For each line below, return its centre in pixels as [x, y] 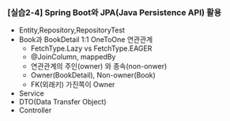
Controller [35, 110]
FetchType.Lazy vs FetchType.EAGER [91, 48]
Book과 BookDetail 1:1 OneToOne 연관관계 [86, 40]
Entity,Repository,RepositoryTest [72, 30]
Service [31, 93]
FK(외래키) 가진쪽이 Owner [73, 85]
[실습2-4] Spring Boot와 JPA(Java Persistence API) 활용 [115, 12]
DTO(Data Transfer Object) [63, 102]
